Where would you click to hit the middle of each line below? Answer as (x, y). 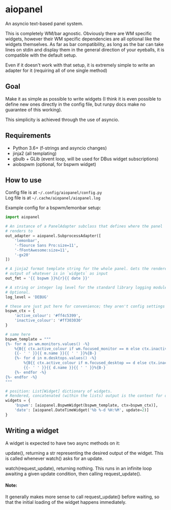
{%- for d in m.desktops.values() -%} (55, 358)
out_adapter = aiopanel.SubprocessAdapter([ (53, 236)
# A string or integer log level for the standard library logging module (86, 287)
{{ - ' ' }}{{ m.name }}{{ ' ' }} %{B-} (55, 353)
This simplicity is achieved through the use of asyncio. (62, 119)
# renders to (19, 231)
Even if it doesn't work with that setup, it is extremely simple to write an (80, 65)
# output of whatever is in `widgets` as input (57, 274)
